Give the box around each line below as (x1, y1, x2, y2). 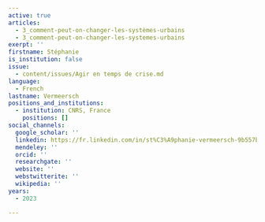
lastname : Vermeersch (8, 92, 80, 100)
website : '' (15, 165, 55, 173)
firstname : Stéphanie (8, 48, 80, 56)
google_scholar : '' (15, 128, 80, 136)
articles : (8, 19, 41, 27)
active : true (8, 11, 51, 20)
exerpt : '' (8, 41, 44, 49)
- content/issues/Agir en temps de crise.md (15, 70, 164, 78)
